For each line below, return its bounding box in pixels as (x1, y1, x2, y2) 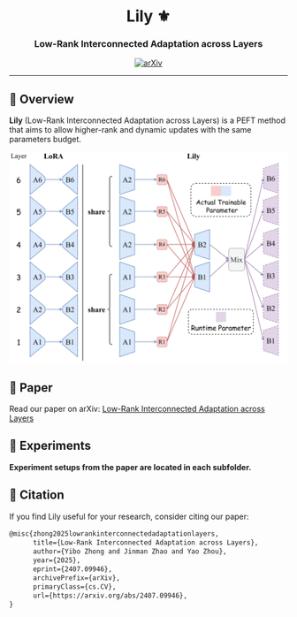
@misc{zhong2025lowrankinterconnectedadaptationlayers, (9, 529, 219, 538)
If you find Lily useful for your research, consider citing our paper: (9, 511, 249, 522)
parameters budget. (9, 134, 82, 145)
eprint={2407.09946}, (32, 564, 113, 574)
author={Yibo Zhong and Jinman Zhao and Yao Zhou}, (32, 546, 227, 556)
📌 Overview (9, 91, 74, 107)
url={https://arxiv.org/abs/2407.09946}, (32, 590, 188, 600)
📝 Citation (9, 488, 65, 503)
